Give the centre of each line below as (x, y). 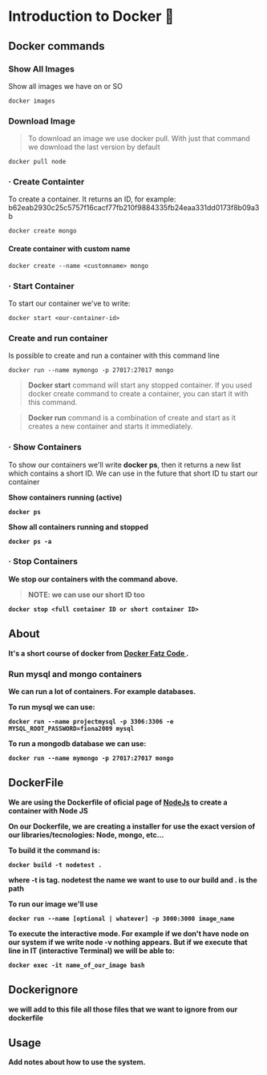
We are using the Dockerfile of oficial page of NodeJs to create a (118, 802)
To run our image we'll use (53, 904)
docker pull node (37, 162)
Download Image (42, 121)
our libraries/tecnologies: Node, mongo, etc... (86, 834)
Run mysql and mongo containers (75, 674)
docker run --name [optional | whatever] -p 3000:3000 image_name (121, 919)
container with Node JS (48, 810)
